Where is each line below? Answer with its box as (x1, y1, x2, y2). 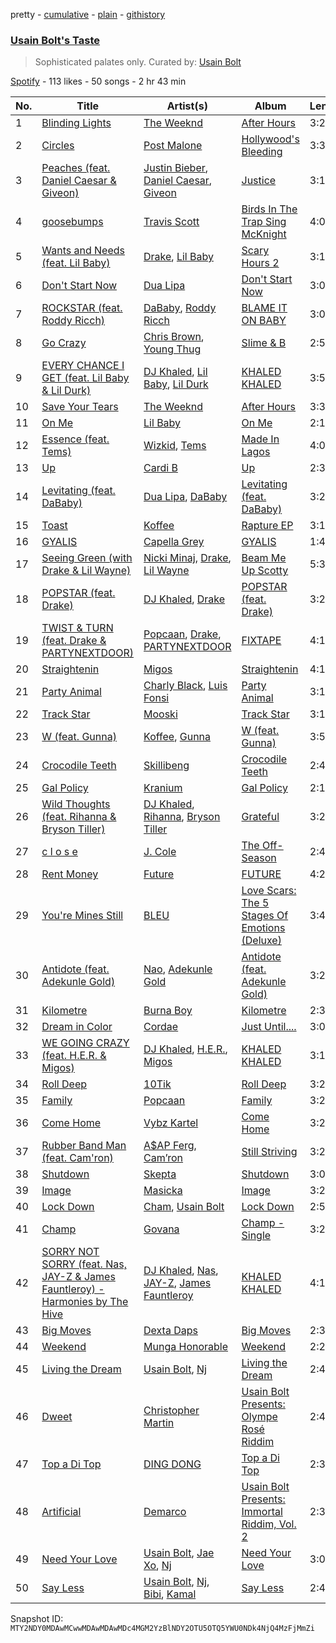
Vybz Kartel (143, 1116, 199, 1130)
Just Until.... (241, 1020, 297, 1034)
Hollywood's (241, 132, 300, 146)
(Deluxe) (241, 934, 282, 948)
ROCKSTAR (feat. (41, 301, 123, 315)
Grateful (241, 810, 280, 824)
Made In (241, 432, 280, 446)
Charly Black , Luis (143, 679, 228, 693)
